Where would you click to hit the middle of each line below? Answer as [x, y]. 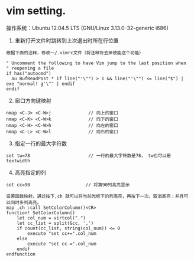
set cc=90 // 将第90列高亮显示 [68, 185]
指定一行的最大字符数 [41, 143]
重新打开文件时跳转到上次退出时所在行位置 [67, 40]
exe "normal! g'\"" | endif [41, 84]
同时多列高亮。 [26, 202]
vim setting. [36, 11]
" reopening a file [30, 68]
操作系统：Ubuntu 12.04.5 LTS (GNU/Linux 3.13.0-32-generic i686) [87, 28]
